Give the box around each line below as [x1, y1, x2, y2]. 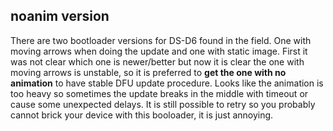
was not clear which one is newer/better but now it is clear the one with [10, 55, 305, 68]
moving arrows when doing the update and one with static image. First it [10, 45, 308, 57]
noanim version [10, 8, 110, 25]
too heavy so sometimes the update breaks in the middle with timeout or [10, 87, 309, 99]
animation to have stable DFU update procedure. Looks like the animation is [10, 77, 324, 89]
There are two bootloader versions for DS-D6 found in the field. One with [10, 34, 312, 46]
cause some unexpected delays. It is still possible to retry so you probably [10, 98, 316, 110]
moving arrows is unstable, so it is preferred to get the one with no [10, 66, 287, 78]
